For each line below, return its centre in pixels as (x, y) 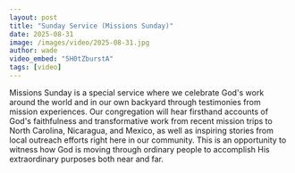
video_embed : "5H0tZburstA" (62, 59)
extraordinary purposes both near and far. (86, 159)
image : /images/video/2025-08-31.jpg (80, 42)
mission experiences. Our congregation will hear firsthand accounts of (139, 111)
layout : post (34, 17)
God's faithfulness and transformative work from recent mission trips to (141, 120)
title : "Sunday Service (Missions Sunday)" (92, 26)
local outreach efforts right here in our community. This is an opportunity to (148, 140)
